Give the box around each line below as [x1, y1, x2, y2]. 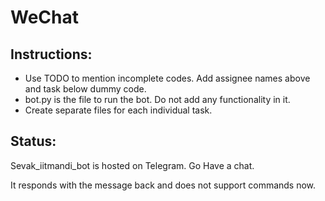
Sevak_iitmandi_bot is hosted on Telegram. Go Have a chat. [10, 159, 255, 171]
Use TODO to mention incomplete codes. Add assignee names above [24, 72, 311, 84]
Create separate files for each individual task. [24, 104, 213, 116]
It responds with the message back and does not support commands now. [10, 179, 317, 191]
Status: [10, 133, 57, 150]
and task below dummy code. [24, 83, 147, 95]
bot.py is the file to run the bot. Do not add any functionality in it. [24, 94, 291, 105]
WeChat [10, 6, 79, 29]
